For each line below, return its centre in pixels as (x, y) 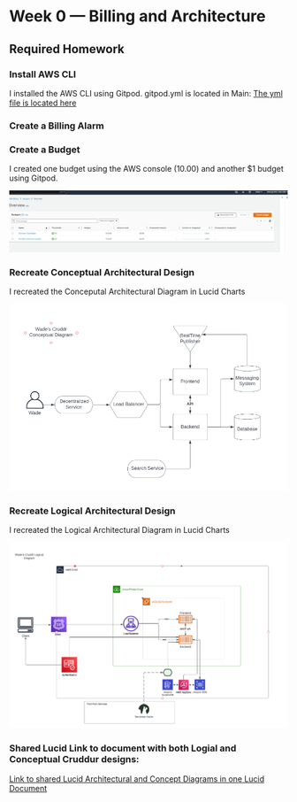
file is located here (43, 103)
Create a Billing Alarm (57, 126)
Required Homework (67, 49)
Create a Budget (45, 150)
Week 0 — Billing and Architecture (137, 16)
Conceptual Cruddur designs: (74, 760)
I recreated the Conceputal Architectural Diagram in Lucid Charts (127, 292)
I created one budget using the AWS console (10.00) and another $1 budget (147, 169)
